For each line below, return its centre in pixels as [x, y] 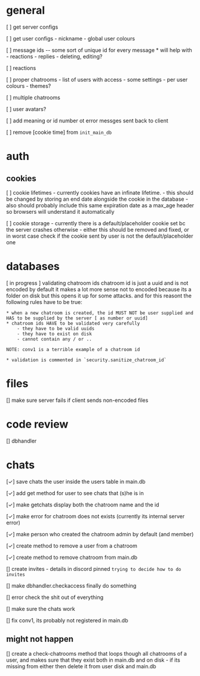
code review [37, 424]
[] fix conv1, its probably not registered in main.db [67, 620]
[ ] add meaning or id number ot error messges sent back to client [87, 121]
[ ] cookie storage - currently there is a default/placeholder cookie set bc [96, 223]
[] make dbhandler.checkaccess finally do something [71, 585]
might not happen [40, 639]
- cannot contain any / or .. [55, 339]
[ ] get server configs [32, 27]
